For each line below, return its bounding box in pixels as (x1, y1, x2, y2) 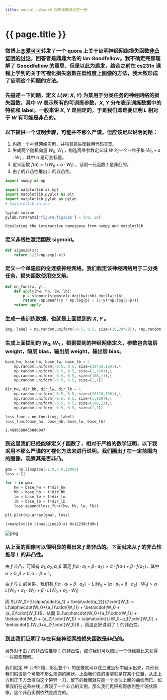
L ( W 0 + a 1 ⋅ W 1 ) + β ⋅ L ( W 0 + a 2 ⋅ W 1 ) (5, 587, 79, 595)
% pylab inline (5, 210, 35, 215)
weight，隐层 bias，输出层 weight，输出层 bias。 (5, 348, 125, 354)
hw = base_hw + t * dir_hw (14, 485, 66, 490)
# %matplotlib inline (5, 201, 50, 206)
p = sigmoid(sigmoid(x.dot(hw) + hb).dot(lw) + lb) (23, 293, 123, 298)
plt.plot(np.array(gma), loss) (5, 513, 70, 518)
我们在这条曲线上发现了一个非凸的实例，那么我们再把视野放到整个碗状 (9, 683, 153, 689)
